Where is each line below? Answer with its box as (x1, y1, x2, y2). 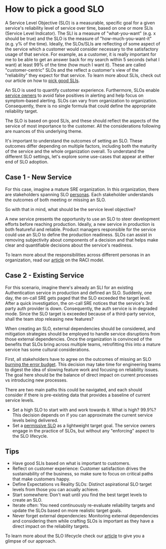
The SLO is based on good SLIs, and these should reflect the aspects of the (5, 118, 159, 124)
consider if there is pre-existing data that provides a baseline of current (5, 392, 151, 398)
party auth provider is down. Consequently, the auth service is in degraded (5, 305, 158, 311)
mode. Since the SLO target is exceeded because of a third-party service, (5, 310, 156, 317)
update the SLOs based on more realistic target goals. (12, 507, 123, 513)
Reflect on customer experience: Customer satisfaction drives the (12, 465, 147, 471)
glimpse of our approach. (5, 538, 57, 544)
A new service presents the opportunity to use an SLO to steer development (5, 216, 160, 222)
